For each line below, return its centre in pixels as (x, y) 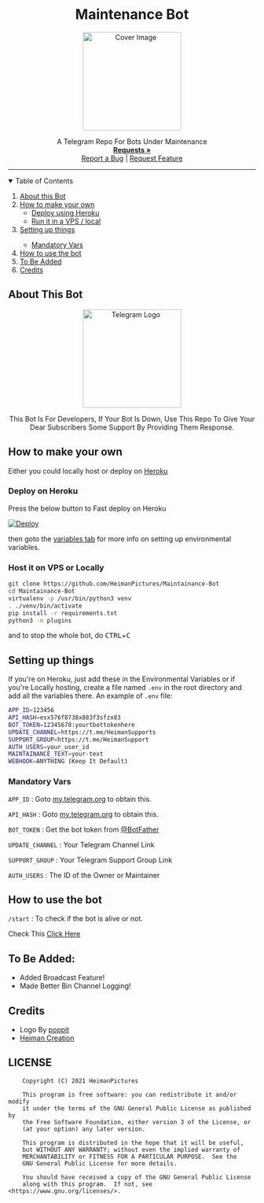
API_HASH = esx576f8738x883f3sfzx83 (65, 718)
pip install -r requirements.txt (63, 613)
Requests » (132, 149)
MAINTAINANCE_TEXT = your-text (56, 754)
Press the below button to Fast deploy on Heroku (87, 508)
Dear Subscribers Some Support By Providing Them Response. (132, 427)
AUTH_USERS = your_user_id (49, 747)
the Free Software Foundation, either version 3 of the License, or (137, 1122)
